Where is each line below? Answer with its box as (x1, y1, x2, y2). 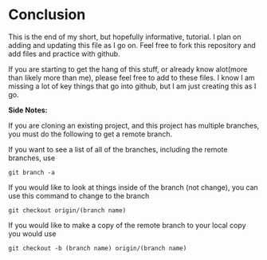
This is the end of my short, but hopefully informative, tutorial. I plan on (8, 32, 241, 41)
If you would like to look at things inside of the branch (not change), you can (8, 182, 259, 192)
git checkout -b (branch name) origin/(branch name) (8, 244, 187, 252)
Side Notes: (8, 105, 48, 115)
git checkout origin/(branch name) (8, 206, 127, 215)
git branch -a (8, 168, 56, 176)
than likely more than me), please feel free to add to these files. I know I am (8, 73, 255, 82)
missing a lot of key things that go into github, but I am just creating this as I (8, 81, 257, 91)
